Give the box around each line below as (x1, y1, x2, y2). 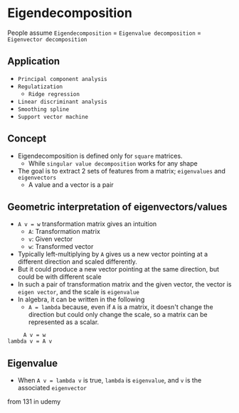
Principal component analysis (17, 75, 108, 82)
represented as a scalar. (28, 318, 100, 326)
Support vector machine (17, 113, 89, 120)
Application (7, 55, 60, 68)
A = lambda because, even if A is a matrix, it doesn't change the (28, 303, 213, 311)
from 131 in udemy (7, 397, 61, 406)
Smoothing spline (17, 105, 70, 113)
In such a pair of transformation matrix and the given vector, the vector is (17, 280, 232, 289)
